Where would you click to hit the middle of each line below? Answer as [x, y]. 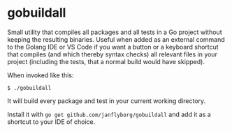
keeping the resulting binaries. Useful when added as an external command [116, 39]
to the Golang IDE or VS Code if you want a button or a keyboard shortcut [113, 47]
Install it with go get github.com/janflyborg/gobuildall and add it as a [109, 114]
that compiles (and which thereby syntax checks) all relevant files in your [113, 54]
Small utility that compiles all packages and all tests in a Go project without [115, 32]
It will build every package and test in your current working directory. [107, 101]
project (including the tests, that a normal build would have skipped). [106, 61]
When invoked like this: [41, 75]
